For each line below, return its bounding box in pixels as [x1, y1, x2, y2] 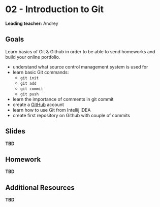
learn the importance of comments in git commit [12, 96, 114, 102]
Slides [5, 127, 25, 135]
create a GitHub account [12, 101, 65, 108]
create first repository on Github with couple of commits [12, 112, 131, 118]
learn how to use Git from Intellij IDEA [12, 107, 91, 113]
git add [20, 81, 37, 86]
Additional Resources [5, 183, 75, 192]
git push [20, 91, 39, 97]
